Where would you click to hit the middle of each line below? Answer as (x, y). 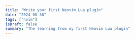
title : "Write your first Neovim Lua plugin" (54, 10)
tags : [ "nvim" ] (21, 19)
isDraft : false (21, 24)
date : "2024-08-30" (26, 15)
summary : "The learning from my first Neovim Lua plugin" (68, 29)
